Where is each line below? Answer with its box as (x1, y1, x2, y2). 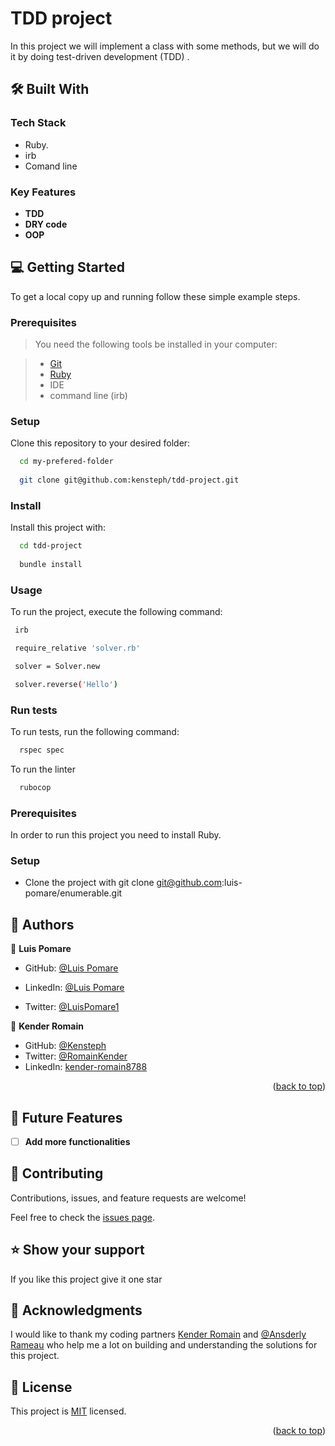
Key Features (10, 185, 77, 199)
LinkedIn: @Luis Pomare (24, 982, 125, 994)
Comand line (24, 160, 78, 172)
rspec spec (19, 745, 65, 755)
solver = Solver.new (14, 661, 101, 671)
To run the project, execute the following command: (10, 606, 223, 618)
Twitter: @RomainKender (24, 1050, 128, 1062)
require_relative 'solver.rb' (14, 643, 141, 654)
